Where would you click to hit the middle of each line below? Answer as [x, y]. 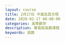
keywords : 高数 [20, 33]
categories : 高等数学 [26, 23]
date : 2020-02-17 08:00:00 [33, 19]
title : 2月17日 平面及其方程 [32, 14]
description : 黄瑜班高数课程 [32, 28]
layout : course [21, 10]
